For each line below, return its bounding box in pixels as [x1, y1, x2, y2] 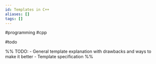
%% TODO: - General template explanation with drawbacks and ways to [5, 48, 152, 54]
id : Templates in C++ [5, 7, 50, 12]
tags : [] [5, 16, 23, 21]
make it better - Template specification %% [5, 54, 94, 60]
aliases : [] [5, 12, 30, 17]
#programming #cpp [5, 30, 47, 36]
